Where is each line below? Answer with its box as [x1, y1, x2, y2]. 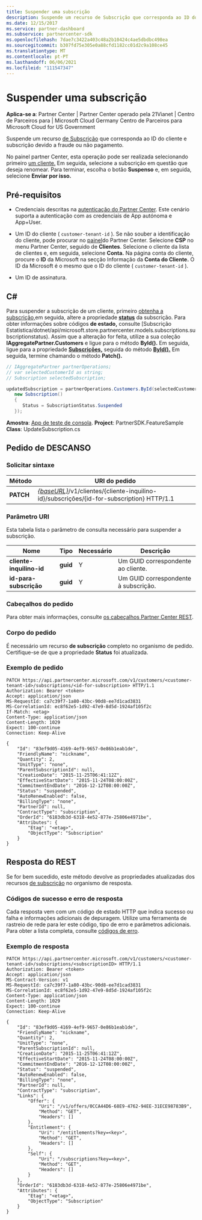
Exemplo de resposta [6, 942, 69, 950]
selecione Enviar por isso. [6, 172, 72, 179]
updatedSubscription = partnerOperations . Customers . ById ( [6, 386, 155, 392]
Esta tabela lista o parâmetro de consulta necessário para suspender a [6, 526, 182, 533]
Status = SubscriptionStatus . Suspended [22, 403, 122, 409]
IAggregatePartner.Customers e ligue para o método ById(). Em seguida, [6, 339, 190, 346]
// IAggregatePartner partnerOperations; [6, 364, 112, 370]
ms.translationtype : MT [6, 48, 66, 54]
